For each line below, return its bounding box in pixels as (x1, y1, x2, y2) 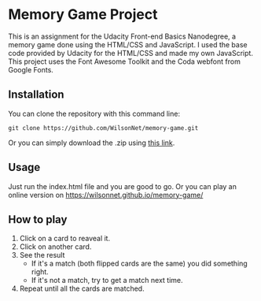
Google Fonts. (8, 65, 53, 74)
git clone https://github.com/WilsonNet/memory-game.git (8, 124, 199, 132)
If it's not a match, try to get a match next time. (31, 276, 183, 285)
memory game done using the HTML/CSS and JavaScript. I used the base (8, 39, 248, 49)
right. (31, 267, 49, 277)
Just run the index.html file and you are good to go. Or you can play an (8, 181, 237, 191)
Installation (8, 88, 64, 102)
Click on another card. (19, 242, 92, 251)
